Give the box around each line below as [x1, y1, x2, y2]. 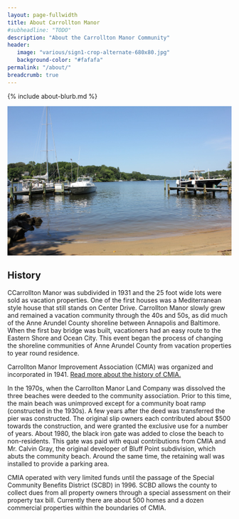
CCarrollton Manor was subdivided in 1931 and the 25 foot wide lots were [7, 288, 222, 296]
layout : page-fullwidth [7, 11, 78, 18]
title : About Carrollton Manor [7, 18, 100, 26]
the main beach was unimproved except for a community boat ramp [7, 399, 206, 407]
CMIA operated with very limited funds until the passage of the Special [7, 473, 215, 481]
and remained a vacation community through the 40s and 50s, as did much [7, 311, 228, 319]
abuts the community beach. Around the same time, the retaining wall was [7, 451, 225, 460]
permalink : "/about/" [7, 64, 72, 71]
